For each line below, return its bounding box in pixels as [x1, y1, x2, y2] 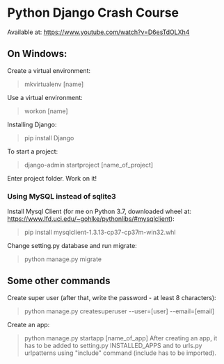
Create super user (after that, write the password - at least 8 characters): [7, 293, 217, 301]
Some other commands [7, 275, 111, 287]
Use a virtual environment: [7, 93, 83, 101]
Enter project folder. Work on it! [7, 174, 97, 182]
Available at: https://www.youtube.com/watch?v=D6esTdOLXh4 [7, 28, 190, 36]
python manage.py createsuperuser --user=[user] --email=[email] [24, 307, 215, 315]
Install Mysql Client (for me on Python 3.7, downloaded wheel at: [7, 207, 192, 216]
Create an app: [7, 320, 50, 329]
